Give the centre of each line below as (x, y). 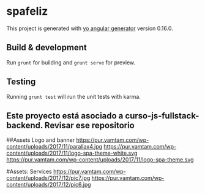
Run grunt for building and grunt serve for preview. (71, 62)
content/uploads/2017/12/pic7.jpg (48, 178)
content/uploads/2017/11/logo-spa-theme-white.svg (72, 153)
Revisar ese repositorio (89, 125)
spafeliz (27, 11)
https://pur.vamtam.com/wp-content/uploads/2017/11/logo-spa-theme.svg (100, 160)
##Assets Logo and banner (41, 140)
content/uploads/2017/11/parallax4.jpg (54, 147)
